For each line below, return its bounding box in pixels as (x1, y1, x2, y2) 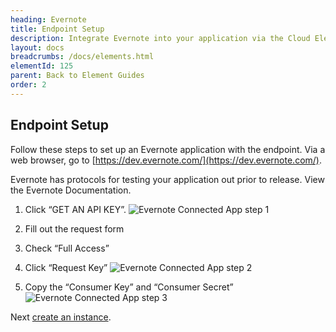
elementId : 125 (10, 61, 74, 71)
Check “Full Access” (24, 242, 110, 254)
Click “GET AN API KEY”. (24, 203, 127, 215)
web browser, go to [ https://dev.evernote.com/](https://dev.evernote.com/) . (10, 154, 323, 166)
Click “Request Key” (24, 261, 108, 273)
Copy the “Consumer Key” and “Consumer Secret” (24, 281, 234, 293)
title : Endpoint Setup (10, 24, 105, 34)
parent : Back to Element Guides (10, 71, 145, 81)
